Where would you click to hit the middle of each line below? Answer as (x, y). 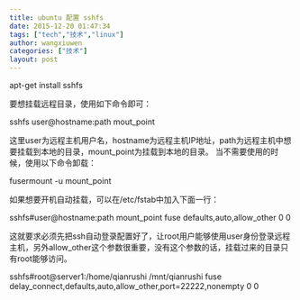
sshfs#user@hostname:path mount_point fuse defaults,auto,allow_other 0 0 (150, 218)
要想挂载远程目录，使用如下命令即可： (80, 104)
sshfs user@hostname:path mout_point (82, 122)
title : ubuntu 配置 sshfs (56, 18)
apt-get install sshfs (46, 85)
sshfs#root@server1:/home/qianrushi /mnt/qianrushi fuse (116, 277)
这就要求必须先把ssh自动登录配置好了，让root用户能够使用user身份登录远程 (150, 236)
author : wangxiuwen (46, 43)
